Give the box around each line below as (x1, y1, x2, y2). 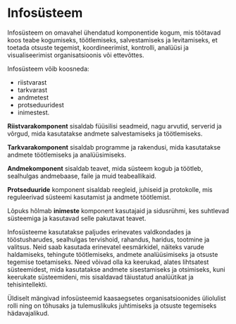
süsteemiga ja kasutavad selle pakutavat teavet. (7, 214, 147, 222)
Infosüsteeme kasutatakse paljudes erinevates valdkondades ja (7, 227, 192, 236)
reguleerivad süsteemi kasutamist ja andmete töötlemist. (7, 193, 171, 201)
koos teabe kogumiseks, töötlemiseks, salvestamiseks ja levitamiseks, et (7, 35, 218, 44)
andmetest (17, 93, 49, 102)
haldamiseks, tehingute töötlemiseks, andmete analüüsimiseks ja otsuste (7, 250, 218, 258)
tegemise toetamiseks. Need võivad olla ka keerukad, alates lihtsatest (7, 258, 209, 266)
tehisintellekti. (7, 280, 48, 289)
